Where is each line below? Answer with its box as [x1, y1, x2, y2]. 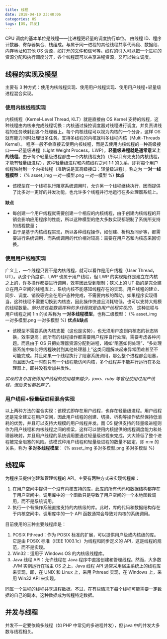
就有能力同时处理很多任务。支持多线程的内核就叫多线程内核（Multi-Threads [5, 135, 161, 141]
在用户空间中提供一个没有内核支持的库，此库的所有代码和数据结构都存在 [12, 486, 161, 492]
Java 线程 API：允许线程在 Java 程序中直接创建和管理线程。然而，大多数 [12, 556, 162, 562]
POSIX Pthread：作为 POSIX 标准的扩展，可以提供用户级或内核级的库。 [12, 532, 159, 537]
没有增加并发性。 [38, 365, 74, 371]
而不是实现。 [21, 544, 48, 550]
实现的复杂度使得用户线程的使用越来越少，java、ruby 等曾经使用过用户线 [5, 375, 155, 381]
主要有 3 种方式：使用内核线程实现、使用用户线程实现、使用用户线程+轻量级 [5, 84, 162, 90]
